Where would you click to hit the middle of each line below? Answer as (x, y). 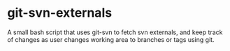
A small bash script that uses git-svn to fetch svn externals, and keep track (115, 32)
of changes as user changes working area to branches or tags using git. (111, 39)
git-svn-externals (60, 13)
